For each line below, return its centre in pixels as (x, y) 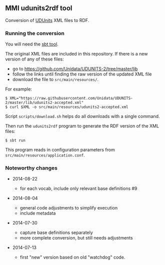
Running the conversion (35, 33)
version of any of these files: (34, 59)
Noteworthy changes (31, 168)
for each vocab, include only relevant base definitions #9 (78, 188)
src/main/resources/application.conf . (45, 155)
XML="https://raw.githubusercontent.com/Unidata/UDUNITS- (71, 98)
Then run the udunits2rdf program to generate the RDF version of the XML (82, 126)
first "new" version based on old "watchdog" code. (72, 257)
